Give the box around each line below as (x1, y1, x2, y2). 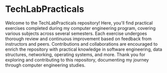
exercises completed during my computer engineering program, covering (5, 25, 156, 31)
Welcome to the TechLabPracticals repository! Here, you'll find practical (5, 20, 153, 26)
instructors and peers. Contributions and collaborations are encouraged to (5, 41, 158, 47)
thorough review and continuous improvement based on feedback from (5, 36, 152, 42)
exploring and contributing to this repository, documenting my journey (5, 57, 149, 63)
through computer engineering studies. (5, 62, 86, 68)
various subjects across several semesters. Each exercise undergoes (5, 30, 147, 36)
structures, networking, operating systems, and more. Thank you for (5, 51, 146, 58)
